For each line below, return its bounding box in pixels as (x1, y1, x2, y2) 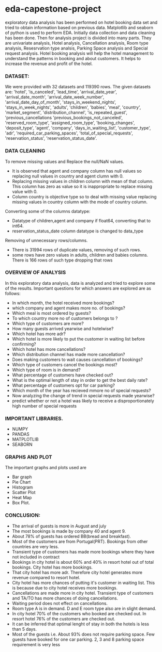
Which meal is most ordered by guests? (12, 310, 91, 316)
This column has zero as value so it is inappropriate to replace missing (12, 183, 152, 189)
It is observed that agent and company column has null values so (12, 168, 142, 174)
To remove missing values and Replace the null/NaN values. (5, 159, 124, 164)
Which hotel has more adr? (12, 331, 66, 337)
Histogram (12, 484, 33, 490)
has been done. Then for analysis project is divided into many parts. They (5, 35, 152, 41)
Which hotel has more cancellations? (12, 346, 86, 352)
